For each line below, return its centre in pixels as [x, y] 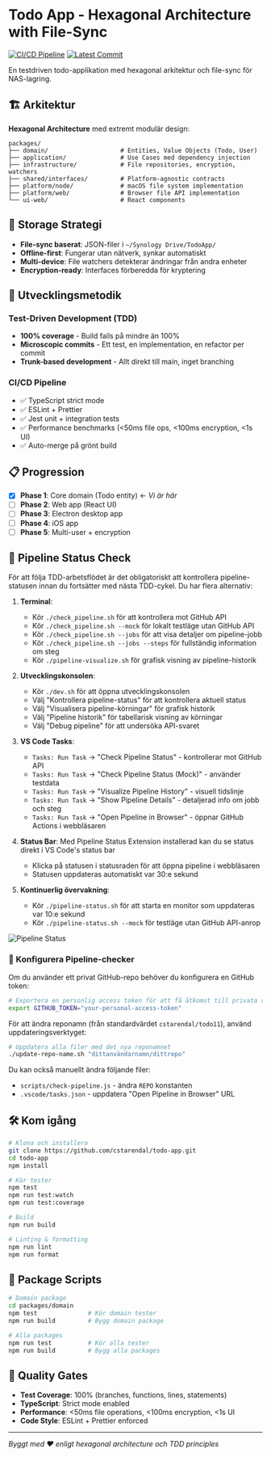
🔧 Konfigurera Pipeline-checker [71, 959]
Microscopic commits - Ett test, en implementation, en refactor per [132, 344]
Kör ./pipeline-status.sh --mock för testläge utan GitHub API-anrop [146, 923]
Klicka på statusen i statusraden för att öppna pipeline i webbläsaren [146, 865]
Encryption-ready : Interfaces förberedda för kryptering [113, 270]
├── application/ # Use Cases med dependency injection [129, 158]
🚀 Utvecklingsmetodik [65, 295]
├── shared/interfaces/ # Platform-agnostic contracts [117, 179]
